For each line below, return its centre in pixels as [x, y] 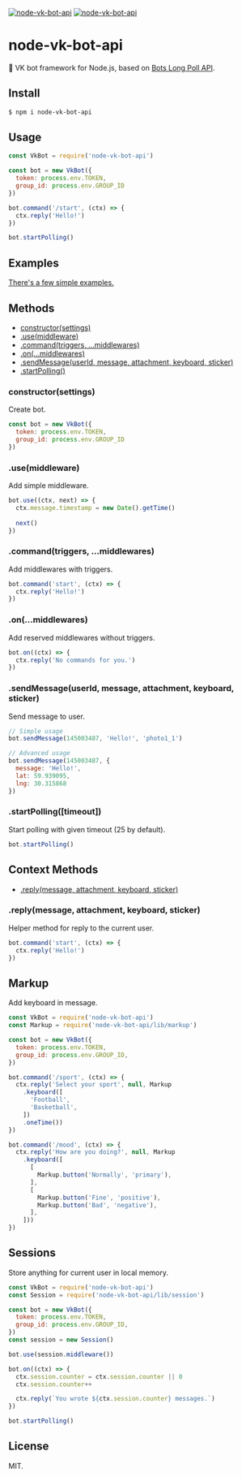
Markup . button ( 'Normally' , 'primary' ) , [105, 1175]
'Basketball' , [54, 1108]
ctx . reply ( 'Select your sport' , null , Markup [94, 1085]
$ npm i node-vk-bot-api [50, 112]
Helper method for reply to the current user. [81, 928]
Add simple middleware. [49, 486]
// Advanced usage [39, 754]
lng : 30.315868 [41, 784]
